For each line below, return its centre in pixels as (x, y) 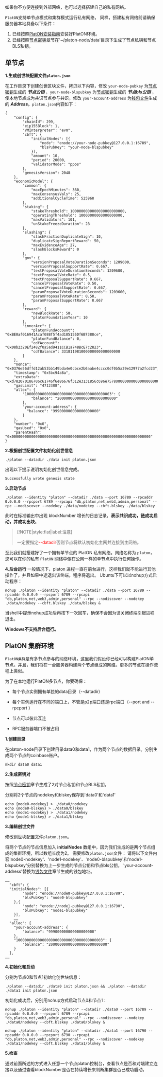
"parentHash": (28, 432)
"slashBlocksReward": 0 (55, 249)
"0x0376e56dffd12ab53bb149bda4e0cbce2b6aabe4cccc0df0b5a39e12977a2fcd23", (82, 369)
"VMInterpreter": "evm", (48, 130)
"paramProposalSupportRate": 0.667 (67, 300)
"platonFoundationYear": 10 (59, 318)
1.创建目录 (15, 739)
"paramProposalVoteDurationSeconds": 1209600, (79, 292)
